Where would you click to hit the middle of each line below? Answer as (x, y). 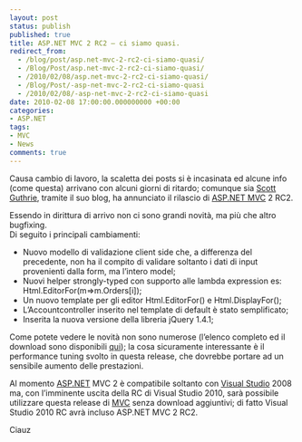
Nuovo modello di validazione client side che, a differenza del (137, 252)
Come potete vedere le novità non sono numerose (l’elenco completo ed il (147, 337)
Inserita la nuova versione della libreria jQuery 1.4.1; (118, 319)
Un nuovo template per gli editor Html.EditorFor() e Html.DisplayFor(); (152, 300)
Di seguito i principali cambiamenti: (75, 234)
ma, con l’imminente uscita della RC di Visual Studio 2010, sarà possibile (144, 393)
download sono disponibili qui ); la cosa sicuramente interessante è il (137, 346)
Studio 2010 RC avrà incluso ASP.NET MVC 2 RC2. (104, 412)
